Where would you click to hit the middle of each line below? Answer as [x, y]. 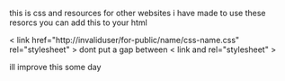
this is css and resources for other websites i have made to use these [138, 13]
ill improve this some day [55, 67]
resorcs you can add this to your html [79, 22]
